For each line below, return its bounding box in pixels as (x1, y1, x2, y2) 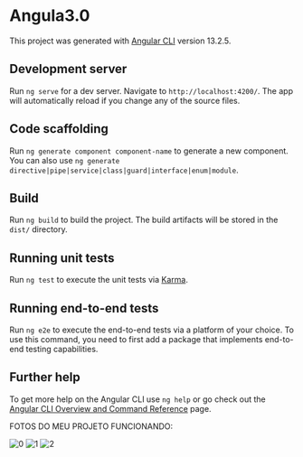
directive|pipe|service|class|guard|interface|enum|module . (9, 164, 239, 175)
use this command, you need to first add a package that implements (9, 334, 263, 344)
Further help (9, 369, 81, 385)
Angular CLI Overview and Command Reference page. (9, 403, 212, 414)
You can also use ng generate (9, 154, 120, 165)
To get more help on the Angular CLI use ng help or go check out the (9, 394, 266, 405)
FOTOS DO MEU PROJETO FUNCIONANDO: (9, 421, 174, 432)
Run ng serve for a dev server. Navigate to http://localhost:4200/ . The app (9, 85, 294, 96)
